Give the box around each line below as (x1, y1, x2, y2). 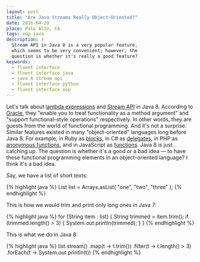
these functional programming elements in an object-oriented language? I (6, 154, 188, 161)
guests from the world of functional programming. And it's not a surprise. (6, 122, 187, 129)
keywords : (6, 59, 31, 65)
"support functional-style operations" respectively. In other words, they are (6, 115, 192, 123)
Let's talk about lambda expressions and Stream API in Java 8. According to (6, 103, 193, 110)
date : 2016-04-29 (6, 20, 50, 26)
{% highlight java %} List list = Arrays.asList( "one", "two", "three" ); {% (6, 183, 183, 190)
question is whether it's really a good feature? (11, 53, 138, 59)
